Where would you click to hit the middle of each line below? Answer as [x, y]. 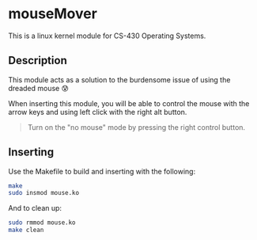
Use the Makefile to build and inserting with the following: [102, 171]
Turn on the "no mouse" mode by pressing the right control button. [136, 127]
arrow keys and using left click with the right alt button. [98, 112]
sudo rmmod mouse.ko [42, 223]
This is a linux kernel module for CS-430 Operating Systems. [107, 36]
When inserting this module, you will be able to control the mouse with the [129, 103]
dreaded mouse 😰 [39, 88]
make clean [26, 230]
